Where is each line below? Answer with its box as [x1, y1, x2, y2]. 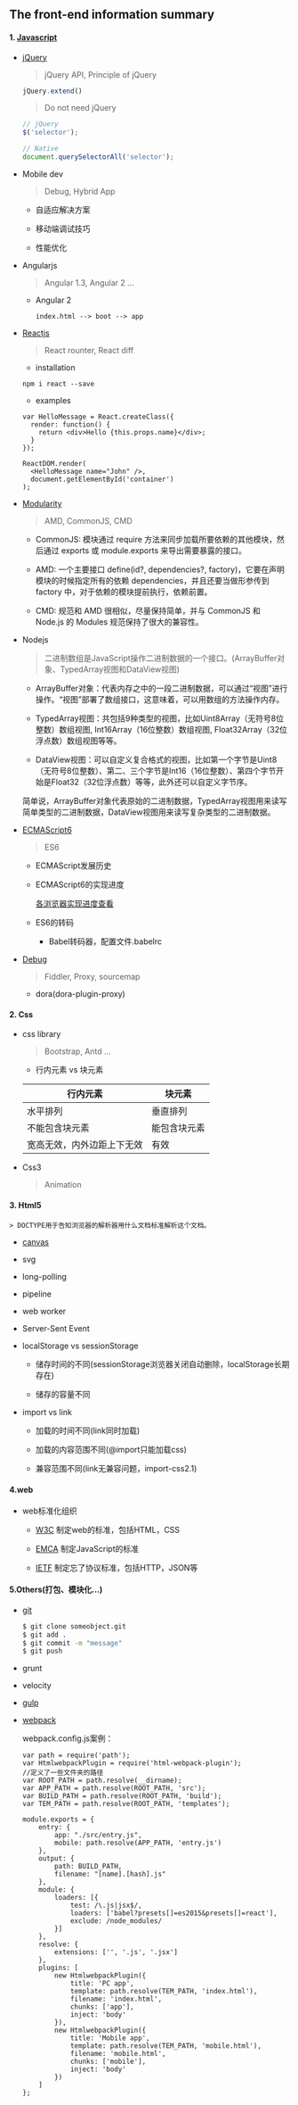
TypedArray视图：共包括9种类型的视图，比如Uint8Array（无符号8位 [35, 713, 285, 724]
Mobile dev [21, 169, 64, 179]
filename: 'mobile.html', [69, 2050, 166, 2059]
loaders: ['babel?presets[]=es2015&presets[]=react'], [69, 1909, 278, 1918]
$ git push [21, 1646, 63, 1656]
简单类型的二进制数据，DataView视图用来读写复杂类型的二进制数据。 [21, 807, 276, 817]
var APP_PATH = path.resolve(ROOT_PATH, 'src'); [21, 1784, 206, 1793]
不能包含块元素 [26, 1122, 90, 1134]
